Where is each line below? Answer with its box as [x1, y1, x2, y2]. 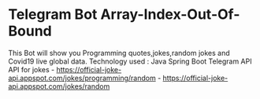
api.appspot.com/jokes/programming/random [8, 73, 156, 82]
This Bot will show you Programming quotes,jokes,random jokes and [8, 48, 230, 57]
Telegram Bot [8, 5, 98, 24]
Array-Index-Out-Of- [100, 5, 240, 24]
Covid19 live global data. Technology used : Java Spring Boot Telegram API [8, 57, 252, 66]
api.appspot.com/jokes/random [8, 81, 110, 91]
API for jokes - [8, 64, 55, 74]
